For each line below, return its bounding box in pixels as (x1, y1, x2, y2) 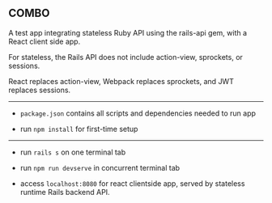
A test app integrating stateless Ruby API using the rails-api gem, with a (8, 27, 248, 37)
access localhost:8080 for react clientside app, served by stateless (19, 178, 245, 188)
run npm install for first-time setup (19, 124, 138, 133)
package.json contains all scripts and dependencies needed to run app (19, 108, 257, 118)
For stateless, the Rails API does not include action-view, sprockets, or (8, 52, 243, 61)
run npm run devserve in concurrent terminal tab (19, 163, 181, 172)
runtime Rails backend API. (19, 187, 111, 197)
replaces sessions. (8, 85, 71, 95)
